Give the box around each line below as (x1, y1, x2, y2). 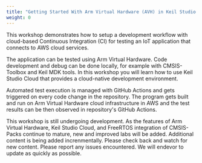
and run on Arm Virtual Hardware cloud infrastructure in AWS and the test (6, 99, 190, 106)
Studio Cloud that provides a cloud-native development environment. (6, 75, 178, 82)
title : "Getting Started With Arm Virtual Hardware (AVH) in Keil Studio (6, 8, 197, 15)
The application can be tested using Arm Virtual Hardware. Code (6, 56, 168, 63)
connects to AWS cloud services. (6, 43, 89, 51)
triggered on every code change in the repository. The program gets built (6, 93, 189, 100)
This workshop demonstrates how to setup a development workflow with (6, 31, 188, 38)
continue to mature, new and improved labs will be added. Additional (22, 130, 194, 138)
